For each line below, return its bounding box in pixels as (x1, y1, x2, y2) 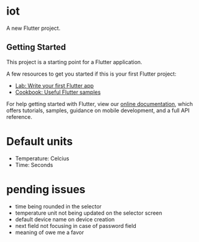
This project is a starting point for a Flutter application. (6, 58, 142, 65)
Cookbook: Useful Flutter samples (15, 88, 101, 96)
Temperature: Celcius (15, 154, 69, 162)
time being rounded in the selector (15, 202, 102, 210)
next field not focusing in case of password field (15, 222, 136, 229)
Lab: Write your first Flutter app (15, 82, 94, 89)
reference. (6, 113, 32, 120)
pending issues (6, 182, 86, 196)
